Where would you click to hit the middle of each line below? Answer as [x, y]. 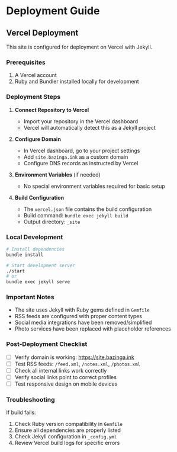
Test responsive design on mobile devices [66, 384]
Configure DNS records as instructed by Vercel [81, 163]
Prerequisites [26, 62]
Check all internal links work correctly [61, 370]
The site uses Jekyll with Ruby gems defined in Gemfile [82, 310]
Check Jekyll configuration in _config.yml [66, 437]
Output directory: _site [52, 222]
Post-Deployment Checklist [47, 344]
